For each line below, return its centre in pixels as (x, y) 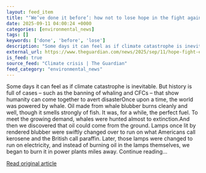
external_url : (25, 52)
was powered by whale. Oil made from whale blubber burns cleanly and (97, 106)
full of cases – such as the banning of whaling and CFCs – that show (93, 93)
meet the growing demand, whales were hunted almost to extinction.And (98, 119)
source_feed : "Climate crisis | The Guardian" (67, 63)
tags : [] (17, 35)
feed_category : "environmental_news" (55, 69)
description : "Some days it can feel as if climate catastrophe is (94, 47)
